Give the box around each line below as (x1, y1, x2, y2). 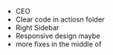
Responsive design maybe (15, 31, 101, 40)
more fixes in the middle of (15, 40, 102, 49)
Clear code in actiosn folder (15, 15, 105, 24)
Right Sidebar (15, 23, 60, 32)
